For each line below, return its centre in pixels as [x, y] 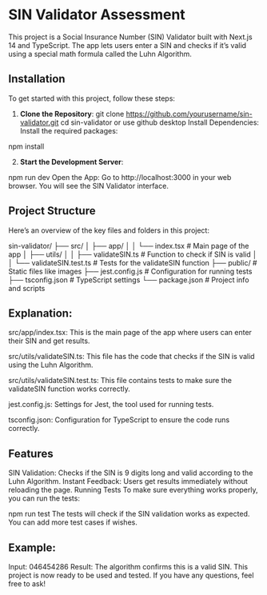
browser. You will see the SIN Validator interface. [89, 186]
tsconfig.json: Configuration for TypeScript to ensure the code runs [119, 420]
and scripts [27, 288]
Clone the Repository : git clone [72, 114]
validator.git [39, 122]
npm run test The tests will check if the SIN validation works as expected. [129, 514]
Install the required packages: [69, 130]
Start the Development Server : [72, 162]
